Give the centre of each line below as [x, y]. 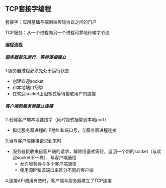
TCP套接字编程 [28, 9]
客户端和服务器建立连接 [29, 106]
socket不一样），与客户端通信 [46, 158]
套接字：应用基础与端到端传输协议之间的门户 [51, 22]
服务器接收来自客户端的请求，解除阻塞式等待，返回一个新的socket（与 [84, 152]
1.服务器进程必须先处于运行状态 [37, 71]
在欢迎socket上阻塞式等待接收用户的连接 [54, 94]
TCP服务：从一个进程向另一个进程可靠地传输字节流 [57, 32]
